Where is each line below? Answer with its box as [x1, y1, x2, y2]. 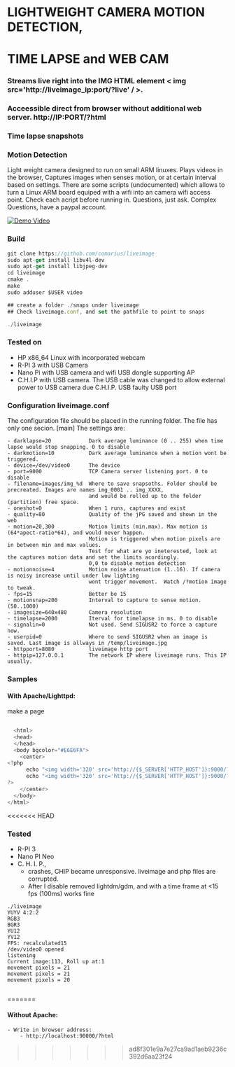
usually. [7, 658, 33, 665]
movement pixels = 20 [7, 976, 71, 984]
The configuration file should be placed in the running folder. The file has [7, 417, 218, 425]
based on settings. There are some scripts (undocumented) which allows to [7, 181, 225, 189]
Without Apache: [7, 1011, 58, 1019]
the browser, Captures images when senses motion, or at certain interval [7, 173, 217, 182]
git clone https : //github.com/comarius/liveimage [7, 250, 155, 257]
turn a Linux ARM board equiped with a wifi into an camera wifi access [7, 188, 211, 197]
